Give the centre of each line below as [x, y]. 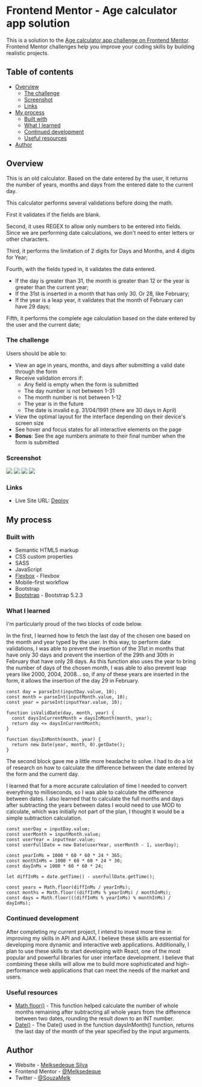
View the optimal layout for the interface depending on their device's [100, 416]
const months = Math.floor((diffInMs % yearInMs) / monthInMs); [89, 893]
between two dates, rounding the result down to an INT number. [94, 1019]
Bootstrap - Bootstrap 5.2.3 [49, 595]
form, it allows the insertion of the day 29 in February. [73, 681]
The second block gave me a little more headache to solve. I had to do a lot [99, 761]
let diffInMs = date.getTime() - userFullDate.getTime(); [80, 877]
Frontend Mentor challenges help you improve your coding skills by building [100, 47]
